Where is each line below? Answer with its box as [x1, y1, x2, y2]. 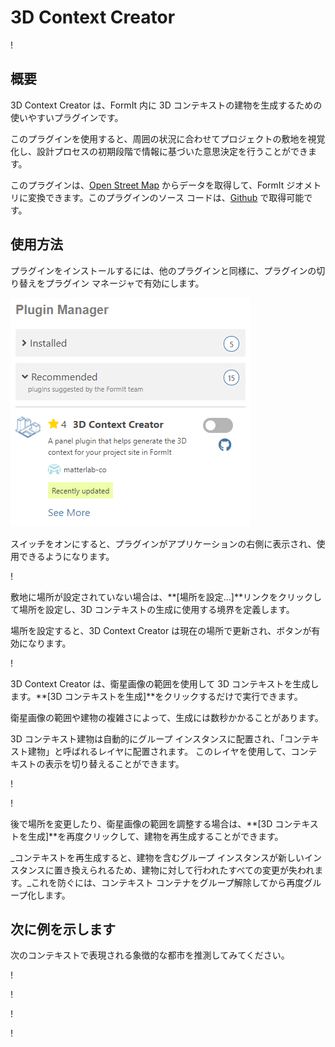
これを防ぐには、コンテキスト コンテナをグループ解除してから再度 [30, 876, 305, 888]
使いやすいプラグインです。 [10, 111, 124, 123]
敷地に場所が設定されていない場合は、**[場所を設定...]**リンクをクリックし [10, 591, 322, 603]
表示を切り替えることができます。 [44, 757, 185, 770]
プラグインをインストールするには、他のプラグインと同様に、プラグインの [10, 264, 317, 276]
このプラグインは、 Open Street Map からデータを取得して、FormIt [10, 179, 285, 191]
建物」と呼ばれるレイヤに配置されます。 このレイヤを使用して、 [27, 745, 292, 757]
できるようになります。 [18, 550, 115, 562]
